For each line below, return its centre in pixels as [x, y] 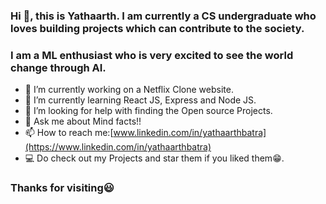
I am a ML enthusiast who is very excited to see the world [152, 55]
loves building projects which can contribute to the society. [157, 28]
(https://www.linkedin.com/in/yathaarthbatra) [118, 147]
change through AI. [58, 67]
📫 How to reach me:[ [69, 133]
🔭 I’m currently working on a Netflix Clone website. [129, 90]
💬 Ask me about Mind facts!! [83, 121]
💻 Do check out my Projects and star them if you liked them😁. [154, 158]
